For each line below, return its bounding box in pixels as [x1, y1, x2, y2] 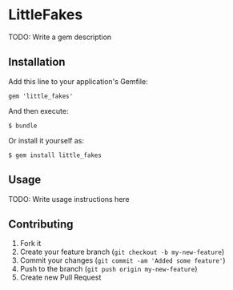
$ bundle [8, 122, 38, 130]
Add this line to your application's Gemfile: [8, 76, 148, 86]
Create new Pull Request [19, 272, 102, 282]
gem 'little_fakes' [8, 92, 74, 100]
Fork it [19, 239, 42, 248]
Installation [8, 55, 66, 69]
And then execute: [8, 106, 69, 115]
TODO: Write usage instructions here [8, 194, 130, 203]
